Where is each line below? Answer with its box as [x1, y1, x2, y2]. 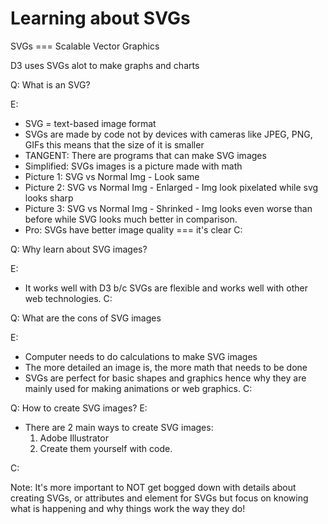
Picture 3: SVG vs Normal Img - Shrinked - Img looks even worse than [24, 202, 313, 214]
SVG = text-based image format [24, 117, 157, 129]
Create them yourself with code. [39, 442, 173, 454]
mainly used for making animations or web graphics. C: [24, 382, 253, 394]
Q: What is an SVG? [10, 78, 91, 91]
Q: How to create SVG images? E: [10, 402, 148, 414]
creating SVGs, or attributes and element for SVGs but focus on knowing [10, 492, 309, 504]
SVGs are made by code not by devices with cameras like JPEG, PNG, [24, 128, 313, 140]
